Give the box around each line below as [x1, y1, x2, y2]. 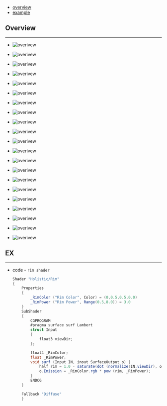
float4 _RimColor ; [30, 350, 69, 355]
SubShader [21, 308, 42, 314]
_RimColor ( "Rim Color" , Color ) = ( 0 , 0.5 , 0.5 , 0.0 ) [30, 295, 138, 300]
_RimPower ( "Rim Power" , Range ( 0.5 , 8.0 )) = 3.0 [30, 300, 131, 304]
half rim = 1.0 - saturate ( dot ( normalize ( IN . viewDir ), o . [39, 364, 164, 369]
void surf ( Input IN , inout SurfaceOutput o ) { [30, 359, 131, 365]
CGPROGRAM [30, 318, 51, 323]
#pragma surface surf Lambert [30, 323, 93, 328]
